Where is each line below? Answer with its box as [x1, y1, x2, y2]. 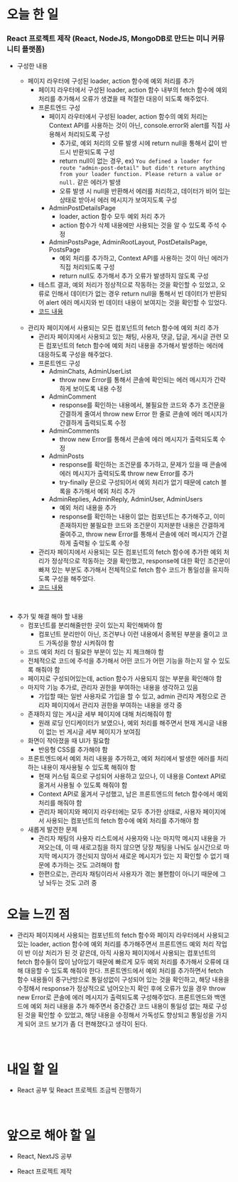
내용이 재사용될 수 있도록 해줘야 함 [40, 763, 136, 771]
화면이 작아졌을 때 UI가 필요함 [27, 737, 111, 745]
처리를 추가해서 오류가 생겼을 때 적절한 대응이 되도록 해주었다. [38, 94, 209, 103]
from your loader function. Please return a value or [59, 171, 222, 178]
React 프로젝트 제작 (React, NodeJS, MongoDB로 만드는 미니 [6, 33, 210, 43]
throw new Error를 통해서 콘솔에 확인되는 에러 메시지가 [59, 376, 213, 384]
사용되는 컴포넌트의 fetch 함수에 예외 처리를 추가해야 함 [45, 816, 200, 825]
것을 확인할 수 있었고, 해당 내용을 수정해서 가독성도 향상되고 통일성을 [24, 1011, 215, 1019]
